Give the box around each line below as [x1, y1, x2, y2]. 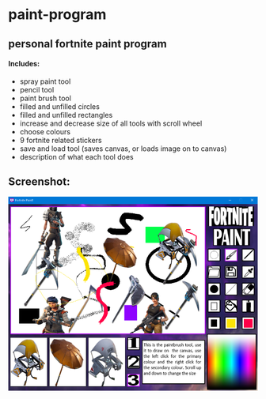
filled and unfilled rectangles [19, 110, 113, 119]
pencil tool [19, 85, 55, 94]
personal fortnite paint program [8, 37, 168, 51]
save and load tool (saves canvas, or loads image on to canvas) [19, 144, 227, 153]
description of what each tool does [19, 152, 134, 161]
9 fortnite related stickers [19, 135, 102, 145]
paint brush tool [19, 93, 71, 103]
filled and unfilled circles [19, 101, 101, 111]
